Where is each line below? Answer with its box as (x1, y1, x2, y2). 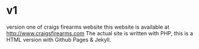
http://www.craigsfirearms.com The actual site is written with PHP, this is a (6, 29, 194, 36)
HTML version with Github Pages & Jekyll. (6, 36, 111, 43)
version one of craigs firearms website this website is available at (6, 23, 170, 30)
